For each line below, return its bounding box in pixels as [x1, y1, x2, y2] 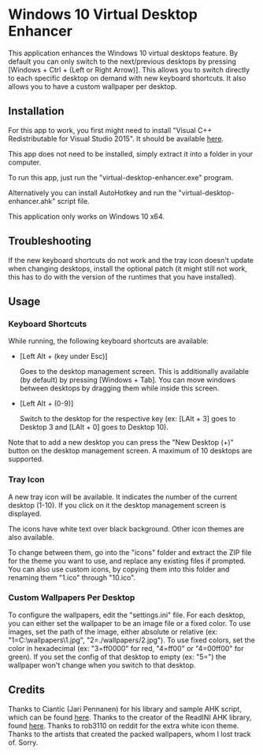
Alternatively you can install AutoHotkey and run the [8, 187, 177, 198]
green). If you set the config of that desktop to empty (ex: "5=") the [8, 652, 227, 661]
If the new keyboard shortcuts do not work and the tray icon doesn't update [8, 255, 254, 265]
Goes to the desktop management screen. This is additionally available [19, 367, 250, 376]
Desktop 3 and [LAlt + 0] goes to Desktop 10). [19, 423, 169, 432]
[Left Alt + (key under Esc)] [19, 352, 108, 361]
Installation [8, 105, 65, 118]
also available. [8, 532, 55, 542]
